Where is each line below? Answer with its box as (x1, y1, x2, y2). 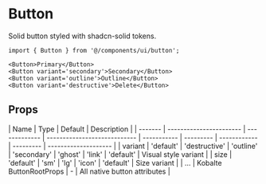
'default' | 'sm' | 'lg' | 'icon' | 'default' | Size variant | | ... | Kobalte (8, 158, 222, 167)
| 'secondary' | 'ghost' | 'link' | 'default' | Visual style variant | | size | (8, 149, 233, 159)
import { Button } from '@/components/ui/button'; (8, 46, 180, 54)
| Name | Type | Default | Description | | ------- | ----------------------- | (8, 124, 246, 134)
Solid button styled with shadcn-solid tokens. (8, 31, 157, 41)
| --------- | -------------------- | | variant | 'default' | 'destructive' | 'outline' (8, 141, 258, 151)
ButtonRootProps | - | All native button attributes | (8, 166, 171, 176)
